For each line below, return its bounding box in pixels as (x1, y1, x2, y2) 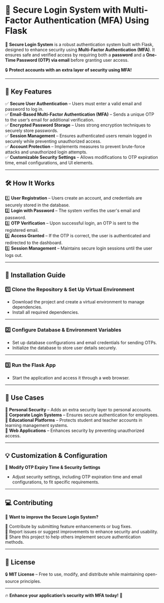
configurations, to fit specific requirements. (12, 479, 100, 485)
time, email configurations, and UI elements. (5, 159, 94, 166)
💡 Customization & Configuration (5, 452, 107, 460)
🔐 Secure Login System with (5, 4, 121, 16)
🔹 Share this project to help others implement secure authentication (5, 534, 141, 540)
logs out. (5, 252, 23, 258)
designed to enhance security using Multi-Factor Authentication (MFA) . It (5, 47, 155, 52)
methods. (5, 539, 24, 545)
